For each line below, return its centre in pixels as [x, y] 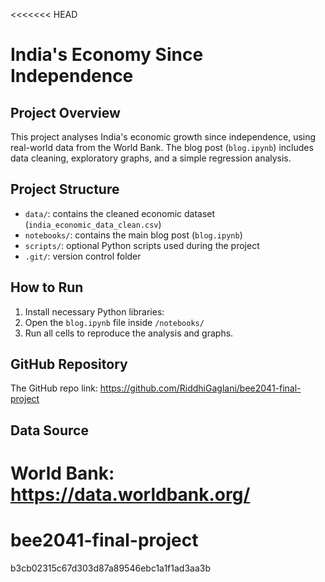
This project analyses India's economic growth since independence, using [163, 137]
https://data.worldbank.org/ [130, 495]
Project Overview [65, 112]
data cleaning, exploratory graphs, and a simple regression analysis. [151, 158]
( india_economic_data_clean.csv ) [93, 224]
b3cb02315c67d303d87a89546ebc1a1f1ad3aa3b [111, 568]
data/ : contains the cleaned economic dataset [120, 213]
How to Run [47, 287]
